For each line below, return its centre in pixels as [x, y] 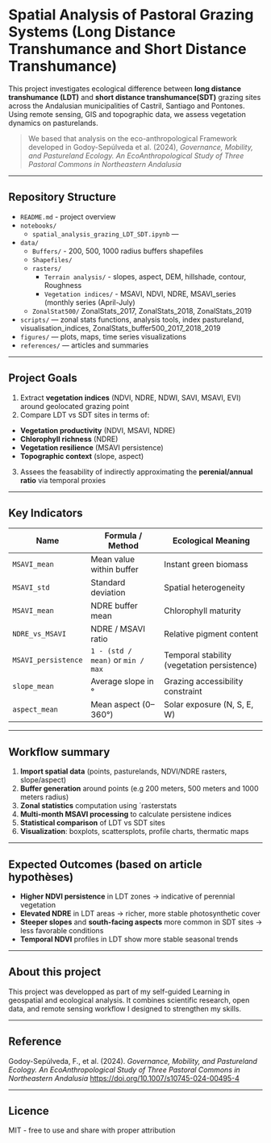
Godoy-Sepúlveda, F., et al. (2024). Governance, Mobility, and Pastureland [133, 1061]
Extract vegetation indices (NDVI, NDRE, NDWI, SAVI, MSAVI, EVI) [131, 398]
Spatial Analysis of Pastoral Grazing [131, 15]
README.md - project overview [68, 216]
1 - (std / [111, 651]
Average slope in [123, 682]
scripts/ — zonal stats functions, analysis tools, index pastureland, [132, 319]
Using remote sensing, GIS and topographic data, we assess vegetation [127, 114]
